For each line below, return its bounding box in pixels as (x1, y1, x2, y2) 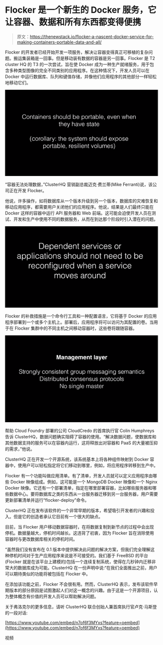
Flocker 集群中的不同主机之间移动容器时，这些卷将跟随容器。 (14, 325, 137, 331)
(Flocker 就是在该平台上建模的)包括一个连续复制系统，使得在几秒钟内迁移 (5, 559, 152, 565)
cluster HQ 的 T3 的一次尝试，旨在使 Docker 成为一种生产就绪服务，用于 (5, 61, 150, 67)
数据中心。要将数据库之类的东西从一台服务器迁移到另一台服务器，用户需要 (9, 491, 158, 497)
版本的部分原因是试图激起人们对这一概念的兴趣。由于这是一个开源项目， (9, 587, 154, 593)
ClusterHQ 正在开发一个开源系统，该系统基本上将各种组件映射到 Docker (5, 456, 149, 462)
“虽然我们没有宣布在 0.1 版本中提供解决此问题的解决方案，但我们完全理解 (5, 547, 151, 552)
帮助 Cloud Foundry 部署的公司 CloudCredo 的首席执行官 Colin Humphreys (5, 428, 154, 433)
